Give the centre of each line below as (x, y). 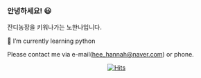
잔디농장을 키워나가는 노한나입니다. (54, 27)
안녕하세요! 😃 (29, 10)
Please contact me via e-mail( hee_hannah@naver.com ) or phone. (101, 55)
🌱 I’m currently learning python (51, 41)
